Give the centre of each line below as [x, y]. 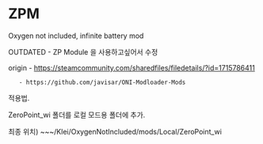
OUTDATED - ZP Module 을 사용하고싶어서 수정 [83, 51]
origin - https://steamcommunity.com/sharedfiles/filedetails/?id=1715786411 [131, 67]
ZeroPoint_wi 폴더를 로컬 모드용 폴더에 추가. [77, 115]
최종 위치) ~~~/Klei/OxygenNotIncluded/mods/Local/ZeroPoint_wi [115, 131]
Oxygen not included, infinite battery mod [76, 36]
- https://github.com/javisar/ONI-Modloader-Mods [102, 82]
